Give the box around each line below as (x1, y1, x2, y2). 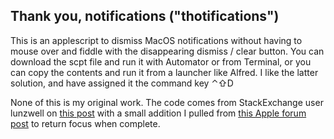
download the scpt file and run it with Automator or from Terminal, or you (10, 55, 312, 68)
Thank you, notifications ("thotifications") (10, 8, 280, 25)
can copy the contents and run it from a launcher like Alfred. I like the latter (10, 66, 319, 78)
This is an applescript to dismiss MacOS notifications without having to (10, 34, 303, 46)
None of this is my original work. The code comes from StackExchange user (10, 96, 324, 108)
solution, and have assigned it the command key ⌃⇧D (10, 77, 234, 89)
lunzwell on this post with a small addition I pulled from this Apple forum (10, 107, 307, 119)
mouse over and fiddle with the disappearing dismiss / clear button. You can (10, 45, 325, 57)
